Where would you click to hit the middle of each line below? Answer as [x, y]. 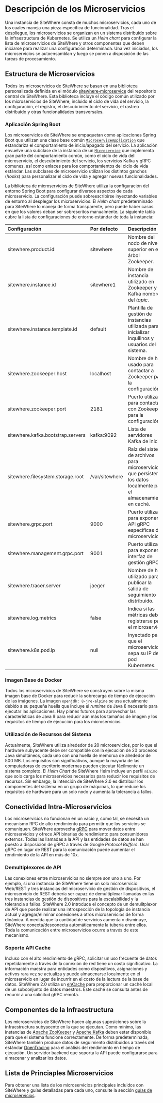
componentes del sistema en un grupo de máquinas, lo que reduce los [75, 786]
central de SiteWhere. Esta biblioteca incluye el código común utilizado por [80, 96]
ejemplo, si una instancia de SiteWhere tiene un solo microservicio [71, 883]
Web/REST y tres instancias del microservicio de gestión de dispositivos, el [80, 889]
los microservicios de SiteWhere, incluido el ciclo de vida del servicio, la [77, 101]
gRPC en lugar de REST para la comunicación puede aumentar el [70, 850]
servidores [140, 435]
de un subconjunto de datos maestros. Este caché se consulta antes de [76, 989]
